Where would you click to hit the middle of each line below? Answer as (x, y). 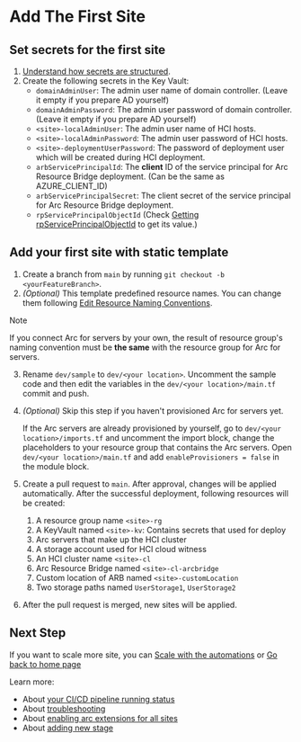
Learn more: (32, 682)
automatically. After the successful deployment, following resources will (155, 493)
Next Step (38, 633)
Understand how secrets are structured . (96, 71)
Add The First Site (78, 17)
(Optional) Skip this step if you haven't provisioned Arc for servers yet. (153, 410)
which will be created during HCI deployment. (120, 157)
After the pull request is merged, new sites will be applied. (130, 604)
